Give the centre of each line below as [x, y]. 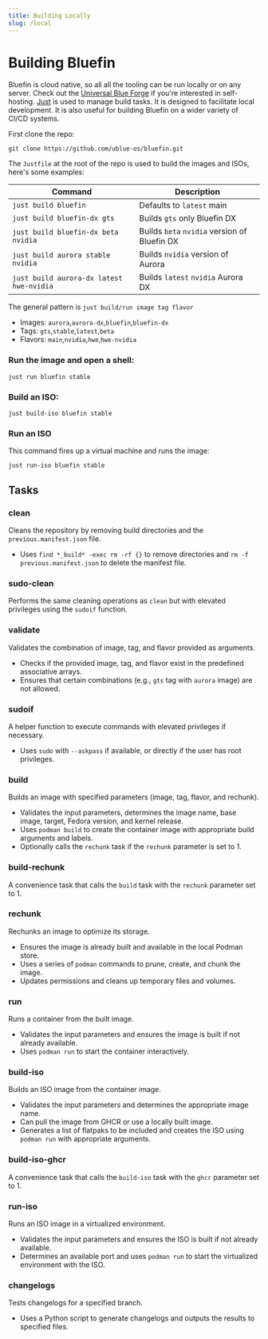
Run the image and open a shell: [71, 361]
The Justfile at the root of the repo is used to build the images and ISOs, [129, 164]
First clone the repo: [41, 134]
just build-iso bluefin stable [60, 414]
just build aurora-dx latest [67, 278]
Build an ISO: [33, 397]
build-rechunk [37, 867]
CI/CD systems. [34, 119]
